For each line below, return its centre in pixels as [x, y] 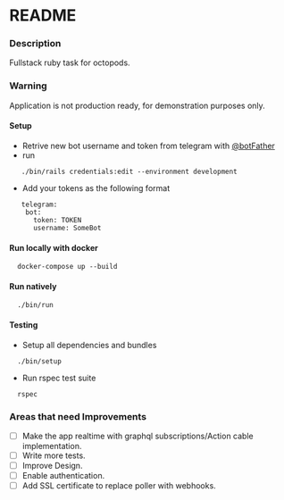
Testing [24, 325]
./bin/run [35, 305]
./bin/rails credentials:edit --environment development [129, 171]
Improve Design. [52, 466]
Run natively [33, 286]
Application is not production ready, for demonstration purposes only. [137, 105]
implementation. [52, 446]
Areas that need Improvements [78, 416]
